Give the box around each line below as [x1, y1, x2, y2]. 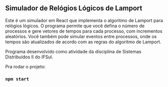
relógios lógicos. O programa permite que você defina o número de [5, 23, 145, 29]
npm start [5, 76, 29, 82]
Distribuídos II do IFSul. [5, 54, 53, 60]
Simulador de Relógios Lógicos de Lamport [5, 4, 142, 13]
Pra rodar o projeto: [5, 63, 46, 69]
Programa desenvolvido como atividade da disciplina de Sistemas [5, 48, 142, 54]
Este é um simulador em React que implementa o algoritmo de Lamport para [5, 17, 163, 23]
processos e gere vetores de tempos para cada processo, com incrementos [5, 28, 162, 34]
